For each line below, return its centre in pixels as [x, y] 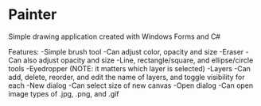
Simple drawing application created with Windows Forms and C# [115, 36]
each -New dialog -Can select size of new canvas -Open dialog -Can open [131, 85]
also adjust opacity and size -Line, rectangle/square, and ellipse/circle [138, 60]
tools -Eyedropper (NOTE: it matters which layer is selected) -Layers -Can [129, 68]
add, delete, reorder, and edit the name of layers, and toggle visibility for [127, 77]
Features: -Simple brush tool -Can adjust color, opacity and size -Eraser [126, 51]
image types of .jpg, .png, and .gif [64, 93]
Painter [33, 15]
